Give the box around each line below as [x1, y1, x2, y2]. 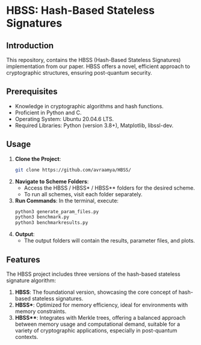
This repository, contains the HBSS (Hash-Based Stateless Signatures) [6, 57, 181, 63]
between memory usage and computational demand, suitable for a [14, 320, 181, 328]
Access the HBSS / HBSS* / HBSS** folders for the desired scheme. [23, 184, 196, 191]
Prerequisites [6, 87, 58, 97]
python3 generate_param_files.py [14, 208, 99, 214]
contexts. [14, 333, 39, 340]
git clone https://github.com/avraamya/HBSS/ [14, 167, 131, 173]
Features [6, 254, 40, 265]
